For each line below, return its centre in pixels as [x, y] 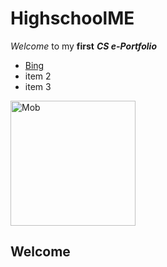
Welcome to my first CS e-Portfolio [84, 46]
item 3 [38, 86]
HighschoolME [72, 18]
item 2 [38, 76]
